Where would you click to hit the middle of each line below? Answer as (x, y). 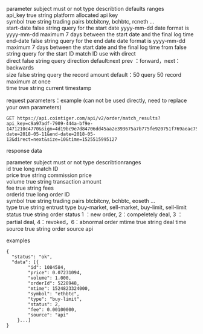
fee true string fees (30, 188)
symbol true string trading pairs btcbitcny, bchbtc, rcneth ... (80, 21)
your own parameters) (34, 107)
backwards (20, 68)
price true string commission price (49, 175)
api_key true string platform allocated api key (62, 15)
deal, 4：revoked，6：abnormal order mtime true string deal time (105, 222)
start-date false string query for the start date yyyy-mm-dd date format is (98, 28)
